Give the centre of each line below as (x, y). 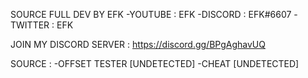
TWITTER (30, 25)
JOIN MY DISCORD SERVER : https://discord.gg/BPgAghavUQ (138, 44)
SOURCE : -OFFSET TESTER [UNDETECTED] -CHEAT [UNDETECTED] (155, 63)
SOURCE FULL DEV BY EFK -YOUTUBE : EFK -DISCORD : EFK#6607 (151, 14)
